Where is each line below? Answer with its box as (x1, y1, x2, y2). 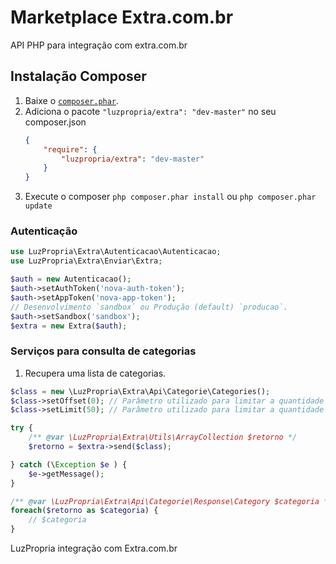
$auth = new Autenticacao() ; (10, 274, 132, 285)
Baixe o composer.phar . (24, 94, 120, 106)
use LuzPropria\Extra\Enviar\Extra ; (10, 256, 163, 266)
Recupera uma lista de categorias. (24, 367, 167, 379)
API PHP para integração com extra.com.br (10, 39, 188, 51)
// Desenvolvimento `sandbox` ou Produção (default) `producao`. (10, 302, 288, 312)
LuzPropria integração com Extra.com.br (10, 542, 178, 555)
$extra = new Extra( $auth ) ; (10, 321, 128, 331)
